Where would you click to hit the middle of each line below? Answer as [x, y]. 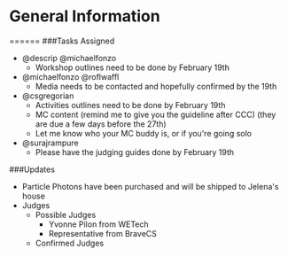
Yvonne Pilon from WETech [98, 224]
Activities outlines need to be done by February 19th [130, 105]
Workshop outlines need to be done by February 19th [132, 67]
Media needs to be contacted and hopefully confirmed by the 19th [156, 86]
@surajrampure [50, 143]
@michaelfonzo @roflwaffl [70, 76]
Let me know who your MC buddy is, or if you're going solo [144, 133]
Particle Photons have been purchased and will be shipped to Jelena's [150, 186]
